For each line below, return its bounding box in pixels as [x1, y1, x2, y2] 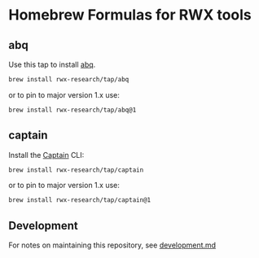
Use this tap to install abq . [8, 59, 96, 69]
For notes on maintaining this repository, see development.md [8, 240, 217, 250]
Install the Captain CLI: [8, 150, 85, 160]
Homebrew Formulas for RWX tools [8, 6, 252, 24]
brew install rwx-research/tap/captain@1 [8, 196, 151, 204]
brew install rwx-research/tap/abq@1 [8, 106, 137, 114]
